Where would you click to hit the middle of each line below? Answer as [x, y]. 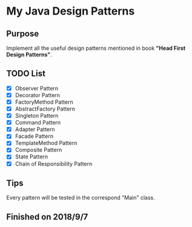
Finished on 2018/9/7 [47, 217]
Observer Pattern [37, 88]
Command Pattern [38, 123]
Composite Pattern [38, 150]
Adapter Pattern [35, 129]
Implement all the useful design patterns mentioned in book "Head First [96, 48]
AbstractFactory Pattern [45, 109]
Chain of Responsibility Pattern [54, 164]
